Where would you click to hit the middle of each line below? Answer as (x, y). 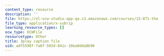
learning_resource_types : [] (35, 28)
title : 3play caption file (32, 41)
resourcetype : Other (26, 37)
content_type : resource (29, 9)
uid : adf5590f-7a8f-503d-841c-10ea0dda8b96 (50, 46)
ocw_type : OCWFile (24, 32)
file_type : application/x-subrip (39, 23)
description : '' (21, 14)
